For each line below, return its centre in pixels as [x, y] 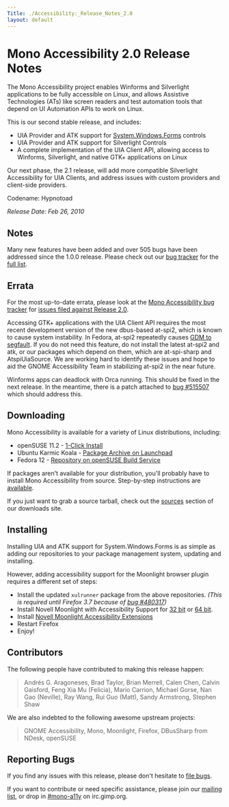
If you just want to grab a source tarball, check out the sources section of [110, 501]
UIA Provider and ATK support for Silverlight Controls [92, 143]
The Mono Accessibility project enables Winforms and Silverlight [98, 87]
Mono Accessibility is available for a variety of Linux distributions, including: [114, 432]
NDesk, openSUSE [50, 738]
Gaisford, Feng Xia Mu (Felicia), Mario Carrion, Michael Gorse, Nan [118, 689]
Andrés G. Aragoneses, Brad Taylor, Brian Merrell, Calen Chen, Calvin [122, 682]
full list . [17, 264]
